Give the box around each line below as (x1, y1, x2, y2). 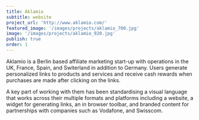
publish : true (6, 36, 42, 42)
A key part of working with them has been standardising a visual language (6, 88, 188, 95)
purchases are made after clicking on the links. (6, 76, 121, 83)
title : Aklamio (6, 8, 44, 15)
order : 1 (6, 42, 28, 48)
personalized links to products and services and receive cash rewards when (6, 70, 192, 77)
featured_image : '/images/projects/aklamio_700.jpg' (6, 25, 140, 31)
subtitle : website (6, 14, 52, 20)
